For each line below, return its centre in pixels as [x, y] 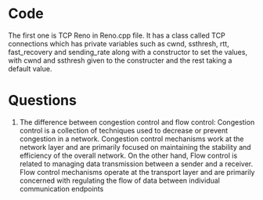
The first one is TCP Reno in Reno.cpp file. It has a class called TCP [117, 35]
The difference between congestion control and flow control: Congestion [137, 122]
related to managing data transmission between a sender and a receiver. [136, 164]
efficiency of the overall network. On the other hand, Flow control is [128, 155]
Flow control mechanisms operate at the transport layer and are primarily [137, 172]
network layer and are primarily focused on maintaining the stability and [135, 147]
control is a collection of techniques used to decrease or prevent [124, 130]
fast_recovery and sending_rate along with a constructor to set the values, [128, 52]
